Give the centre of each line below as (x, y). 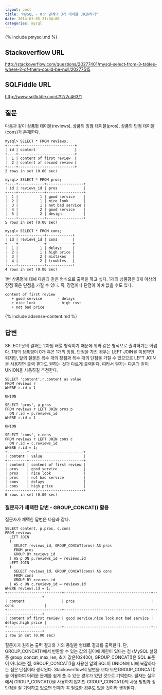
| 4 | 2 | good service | (45, 210)
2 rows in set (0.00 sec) (31, 171)
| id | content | (41, 149)
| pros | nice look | (45, 473)
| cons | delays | (45, 482)
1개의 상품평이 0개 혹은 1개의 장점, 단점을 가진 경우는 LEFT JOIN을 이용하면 (83, 352)
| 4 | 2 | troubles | (40, 261)
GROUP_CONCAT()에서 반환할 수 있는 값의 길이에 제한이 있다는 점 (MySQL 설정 (81, 651)
